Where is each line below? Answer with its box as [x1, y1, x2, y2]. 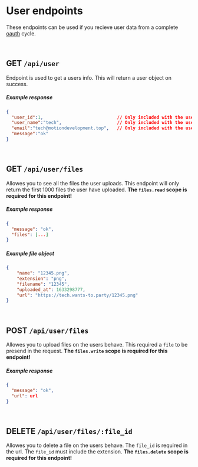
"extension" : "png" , [16, 276, 67, 282]
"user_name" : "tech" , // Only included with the [11, 120, 183, 126]
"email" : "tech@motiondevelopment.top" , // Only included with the [11, 125, 183, 131]
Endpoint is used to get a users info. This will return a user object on [6, 74, 172, 81]
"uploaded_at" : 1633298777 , [16, 286, 85, 293]
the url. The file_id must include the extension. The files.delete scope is [6, 448, 189, 455]
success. [6, 80, 28, 87]
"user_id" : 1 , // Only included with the [11, 114, 183, 120]
